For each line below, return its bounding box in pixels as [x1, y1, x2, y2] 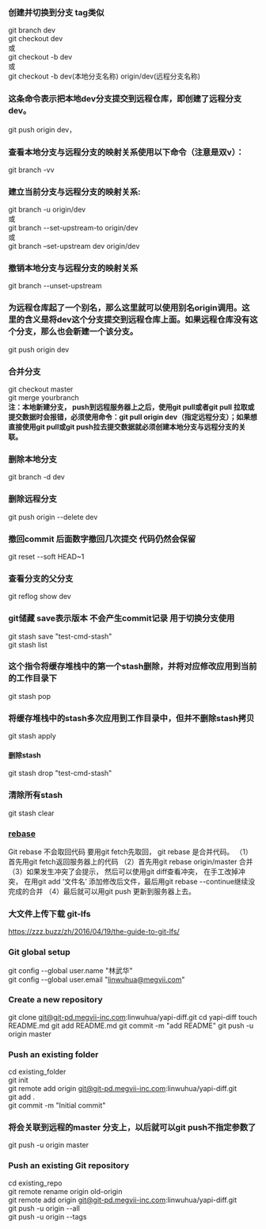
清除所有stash [8, 790, 63, 801]
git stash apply [8, 731, 57, 741]
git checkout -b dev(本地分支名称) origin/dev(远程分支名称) [8, 71, 200, 81]
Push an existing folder [8, 1048, 99, 1059]
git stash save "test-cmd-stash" [8, 632, 112, 641]
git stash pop [8, 691, 51, 700]
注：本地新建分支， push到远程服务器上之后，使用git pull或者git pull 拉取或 [8, 403, 255, 412]
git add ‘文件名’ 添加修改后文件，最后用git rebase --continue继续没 [37, 876, 256, 886]
